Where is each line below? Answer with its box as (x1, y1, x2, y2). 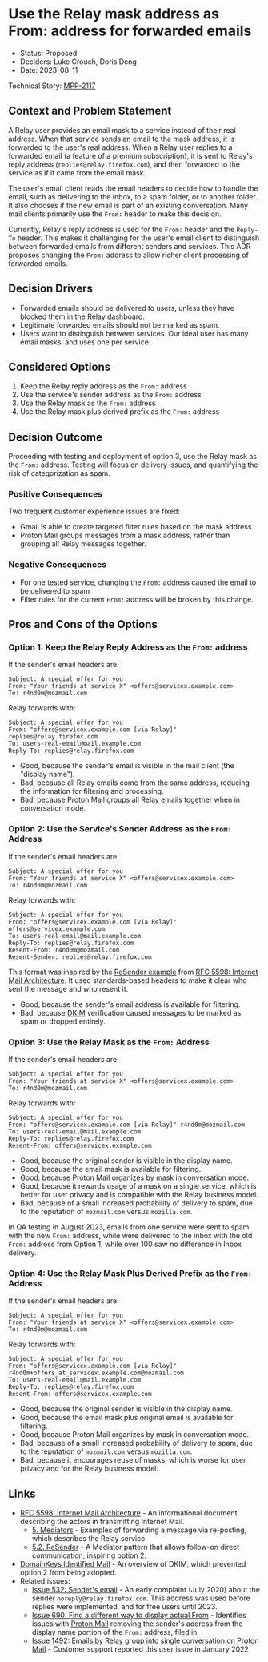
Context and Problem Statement (8, 104, 172, 118)
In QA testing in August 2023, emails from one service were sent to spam (8, 1222, 250, 1232)
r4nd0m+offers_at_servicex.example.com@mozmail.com (8, 1369, 184, 1378)
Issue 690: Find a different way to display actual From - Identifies (31, 1611, 246, 1620)
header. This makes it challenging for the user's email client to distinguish (17, 233, 260, 243)
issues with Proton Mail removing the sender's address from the (31, 1619, 243, 1628)
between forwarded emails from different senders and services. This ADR (8, 241, 251, 251)
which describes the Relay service (31, 1534, 146, 1543)
